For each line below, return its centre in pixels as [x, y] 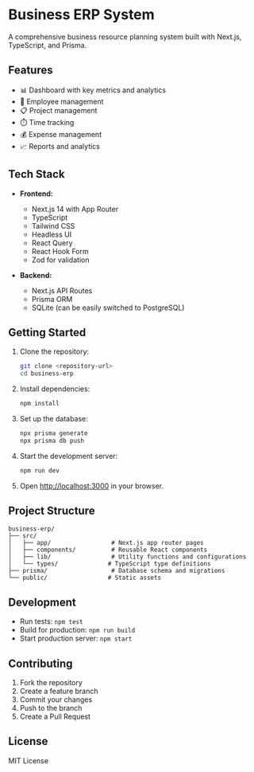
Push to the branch [51, 708]
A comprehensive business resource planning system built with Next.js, [125, 37]
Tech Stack [37, 174]
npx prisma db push [52, 441]
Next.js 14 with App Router [75, 209]
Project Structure [52, 511]
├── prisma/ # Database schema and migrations [117, 571]
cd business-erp [46, 374]
